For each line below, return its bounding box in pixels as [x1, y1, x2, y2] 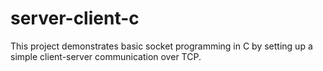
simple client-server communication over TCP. [10, 50, 202, 62]
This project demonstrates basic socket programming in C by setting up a [10, 40, 313, 52]
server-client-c [10, 7, 140, 30]
